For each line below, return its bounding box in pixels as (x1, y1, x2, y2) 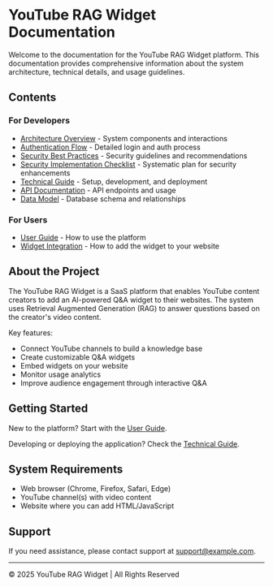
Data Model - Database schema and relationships (19, 193, 186, 204)
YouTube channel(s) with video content (19, 493, 152, 503)
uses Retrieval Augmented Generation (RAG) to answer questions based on (8, 303, 260, 313)
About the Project (8, 265, 100, 278)
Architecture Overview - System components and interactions (19, 133, 227, 143)
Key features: (8, 327, 53, 338)
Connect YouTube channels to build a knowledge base (19, 343, 203, 353)
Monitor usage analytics (19, 369, 102, 379)
